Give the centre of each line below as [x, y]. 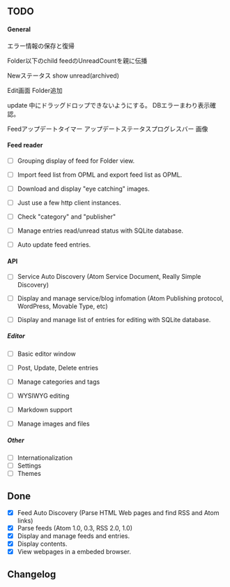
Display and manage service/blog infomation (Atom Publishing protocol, [121, 298]
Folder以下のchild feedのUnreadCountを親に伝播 [77, 60]
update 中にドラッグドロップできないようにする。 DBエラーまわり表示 [109, 105]
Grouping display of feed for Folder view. [76, 161]
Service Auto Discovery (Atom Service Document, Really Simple [109, 277]
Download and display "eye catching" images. [83, 189]
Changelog [32, 574]
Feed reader [25, 145]
